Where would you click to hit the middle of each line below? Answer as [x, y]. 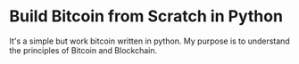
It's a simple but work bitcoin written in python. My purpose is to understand [149, 41]
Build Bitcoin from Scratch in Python [146, 16]
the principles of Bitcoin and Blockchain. [83, 50]
